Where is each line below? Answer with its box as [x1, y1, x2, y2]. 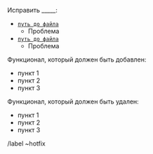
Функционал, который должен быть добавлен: [7, 55, 147, 64]
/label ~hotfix [7, 139, 46, 148]
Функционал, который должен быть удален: [7, 97, 139, 106]
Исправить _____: [7, 6, 58, 14]
